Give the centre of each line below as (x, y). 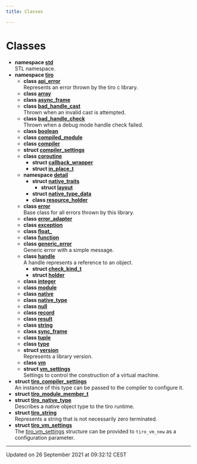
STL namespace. (35, 68)
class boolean (41, 131)
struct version (41, 350)
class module (40, 287)
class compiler (42, 143)
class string (38, 325)
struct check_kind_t (57, 269)
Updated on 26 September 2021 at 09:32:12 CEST (67, 455)
